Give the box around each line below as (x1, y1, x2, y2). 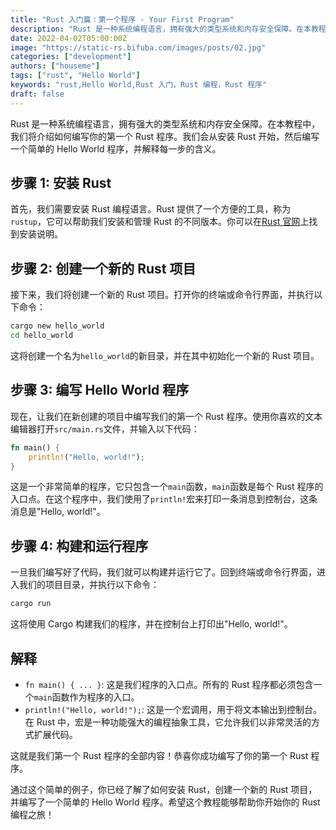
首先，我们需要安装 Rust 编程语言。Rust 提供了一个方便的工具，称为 (10, 203, 292, 215)
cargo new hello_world (10, 321, 105, 331)
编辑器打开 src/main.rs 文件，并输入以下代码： (10, 422, 200, 435)
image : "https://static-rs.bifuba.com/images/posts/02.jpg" (10, 42, 267, 53)
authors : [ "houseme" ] (10, 61, 101, 71)
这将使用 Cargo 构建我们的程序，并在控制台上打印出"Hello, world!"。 (10, 618, 293, 630)
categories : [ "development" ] (10, 52, 132, 62)
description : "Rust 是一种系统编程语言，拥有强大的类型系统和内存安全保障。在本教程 (10, 24, 327, 34)
